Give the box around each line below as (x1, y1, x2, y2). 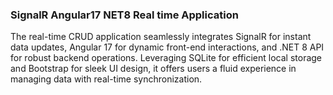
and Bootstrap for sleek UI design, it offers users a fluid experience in (10, 63, 297, 75)
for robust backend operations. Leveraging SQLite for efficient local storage (10, 52, 323, 64)
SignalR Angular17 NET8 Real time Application (10, 8, 239, 22)
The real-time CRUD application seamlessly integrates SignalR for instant (10, 31, 312, 43)
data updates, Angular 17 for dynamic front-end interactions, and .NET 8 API (10, 41, 325, 53)
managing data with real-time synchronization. (10, 73, 203, 85)
